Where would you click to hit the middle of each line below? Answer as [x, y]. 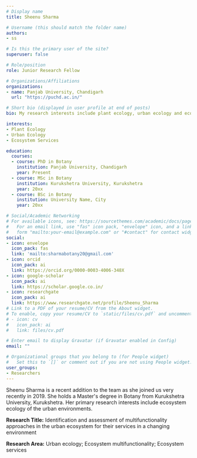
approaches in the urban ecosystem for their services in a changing [88, 426]
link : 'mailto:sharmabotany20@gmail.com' [63, 254]
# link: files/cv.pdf [35, 330]
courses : [22, 156]
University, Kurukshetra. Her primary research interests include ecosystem [96, 402]
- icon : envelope [27, 243]
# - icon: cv [22, 319]
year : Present [34, 173]
